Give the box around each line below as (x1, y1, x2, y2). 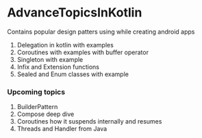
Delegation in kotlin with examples (16, 41, 114, 49)
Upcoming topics (7, 87, 66, 97)
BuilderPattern (16, 103, 58, 111)
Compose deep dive (16, 110, 75, 118)
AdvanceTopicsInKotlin (7, 5, 142, 21)
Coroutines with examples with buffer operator (16, 48, 149, 56)
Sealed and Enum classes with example (16, 70, 129, 78)
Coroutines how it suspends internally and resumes (16, 117, 162, 126)
